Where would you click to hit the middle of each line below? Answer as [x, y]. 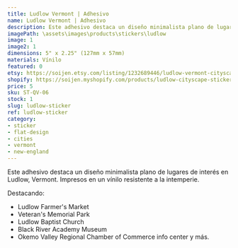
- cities [20, 138]
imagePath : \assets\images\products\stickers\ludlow [87, 34]
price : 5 [20, 86]
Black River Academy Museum [62, 229]
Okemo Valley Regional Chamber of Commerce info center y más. [113, 237]
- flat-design [28, 132]
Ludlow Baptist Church [51, 222]
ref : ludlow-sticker [38, 112]
